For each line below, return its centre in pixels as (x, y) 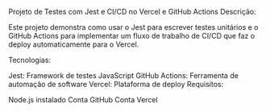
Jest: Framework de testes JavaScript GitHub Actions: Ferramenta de (124, 75)
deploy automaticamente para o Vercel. (74, 44)
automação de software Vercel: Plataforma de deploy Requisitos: (116, 84)
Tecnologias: (29, 60)
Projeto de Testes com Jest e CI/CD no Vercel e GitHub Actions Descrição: (132, 12)
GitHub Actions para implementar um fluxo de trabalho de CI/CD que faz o (132, 36)
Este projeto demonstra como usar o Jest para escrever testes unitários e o (133, 27)
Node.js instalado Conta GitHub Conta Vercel (83, 100)
